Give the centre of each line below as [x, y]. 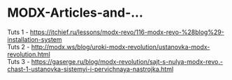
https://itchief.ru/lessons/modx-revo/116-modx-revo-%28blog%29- [128, 32]
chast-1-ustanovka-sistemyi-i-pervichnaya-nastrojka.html [90, 69]
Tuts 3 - [19, 61]
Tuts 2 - [19, 47]
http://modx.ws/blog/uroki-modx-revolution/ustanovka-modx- [121, 47]
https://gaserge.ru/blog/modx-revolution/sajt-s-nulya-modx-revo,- [127, 61]
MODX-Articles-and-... [75, 13]
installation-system [35, 39]
